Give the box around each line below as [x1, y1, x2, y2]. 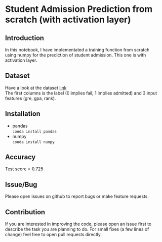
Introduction [5, 34, 44, 42]
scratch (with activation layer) [5, 14, 131, 25]
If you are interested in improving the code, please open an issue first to [5, 221, 152, 227]
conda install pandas [12, 129, 57, 134]
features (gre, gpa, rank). [5, 95, 56, 101]
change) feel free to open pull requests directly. [5, 232, 102, 238]
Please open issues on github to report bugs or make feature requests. [5, 194, 149, 199]
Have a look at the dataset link [5, 85, 67, 91]
